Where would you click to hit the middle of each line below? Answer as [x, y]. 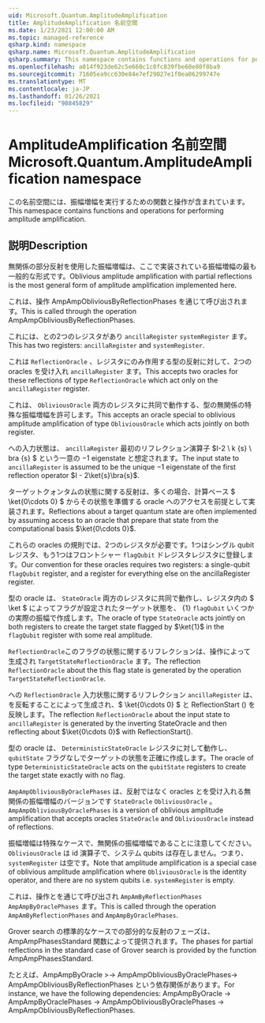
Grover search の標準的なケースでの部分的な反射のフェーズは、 [111, 931]
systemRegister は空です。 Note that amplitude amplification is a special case [132, 862]
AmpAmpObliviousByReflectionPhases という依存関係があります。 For [121, 984]
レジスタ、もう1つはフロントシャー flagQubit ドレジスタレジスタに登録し [127, 554]
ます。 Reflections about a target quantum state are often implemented [143, 511]
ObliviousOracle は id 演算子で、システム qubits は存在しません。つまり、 [128, 853]
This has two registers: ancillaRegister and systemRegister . [106, 345]
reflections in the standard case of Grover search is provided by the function [132, 950]
